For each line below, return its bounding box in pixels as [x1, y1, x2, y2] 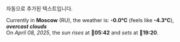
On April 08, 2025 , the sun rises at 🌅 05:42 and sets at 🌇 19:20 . [6, 29, 159, 36]
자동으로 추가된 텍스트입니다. [6, 5, 73, 12]
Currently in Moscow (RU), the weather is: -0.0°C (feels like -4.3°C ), [6, 17, 175, 23]
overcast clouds [6, 23, 47, 30]
